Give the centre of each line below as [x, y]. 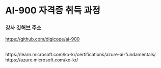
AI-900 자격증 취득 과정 [53, 10]
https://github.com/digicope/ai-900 [43, 39]
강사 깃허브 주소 [23, 28]
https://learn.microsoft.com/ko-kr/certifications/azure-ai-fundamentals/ [81, 55]
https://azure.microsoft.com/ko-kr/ [42, 60]
